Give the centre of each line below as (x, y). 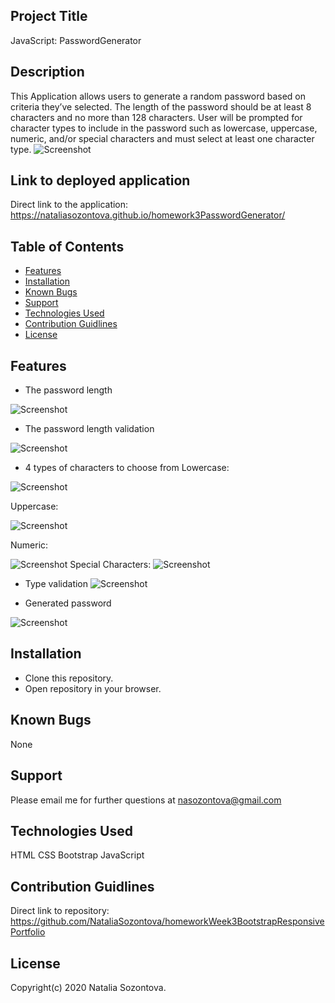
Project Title (49, 16)
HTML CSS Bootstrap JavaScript (77, 855)
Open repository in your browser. (93, 688)
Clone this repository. (69, 678)
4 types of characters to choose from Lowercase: (127, 468)
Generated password (68, 603)
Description (47, 72)
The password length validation (89, 429)
